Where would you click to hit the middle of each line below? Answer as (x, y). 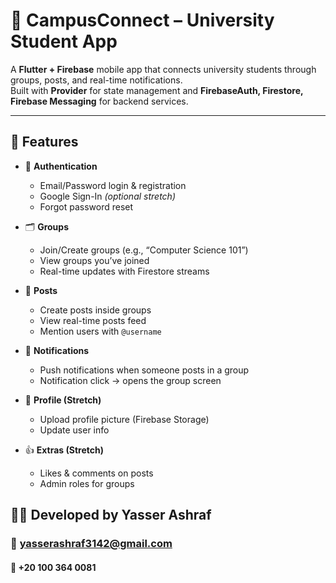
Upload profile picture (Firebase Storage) (124, 419)
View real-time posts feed (93, 320)
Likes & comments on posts (96, 473)
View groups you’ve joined (94, 260)
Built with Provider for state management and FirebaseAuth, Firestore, (157, 90)
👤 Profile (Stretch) (63, 400)
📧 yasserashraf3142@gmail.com (91, 544)
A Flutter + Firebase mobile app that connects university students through (163, 69)
